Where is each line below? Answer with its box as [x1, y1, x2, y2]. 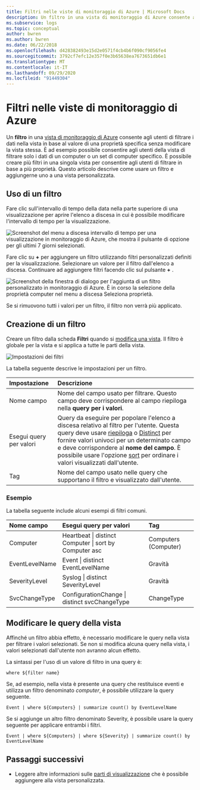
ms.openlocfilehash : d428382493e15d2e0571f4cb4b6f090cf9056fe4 [6, 48, 167, 54]
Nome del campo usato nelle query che [57, 468, 168, 476]
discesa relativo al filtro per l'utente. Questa [57, 421, 180, 429]
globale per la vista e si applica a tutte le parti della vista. [6, 341, 145, 348]
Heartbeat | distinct [62, 531, 116, 540]
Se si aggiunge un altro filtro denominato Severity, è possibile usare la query [6, 715, 193, 722]
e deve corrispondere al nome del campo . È [57, 443, 181, 452]
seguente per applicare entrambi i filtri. [6, 721, 102, 728]
